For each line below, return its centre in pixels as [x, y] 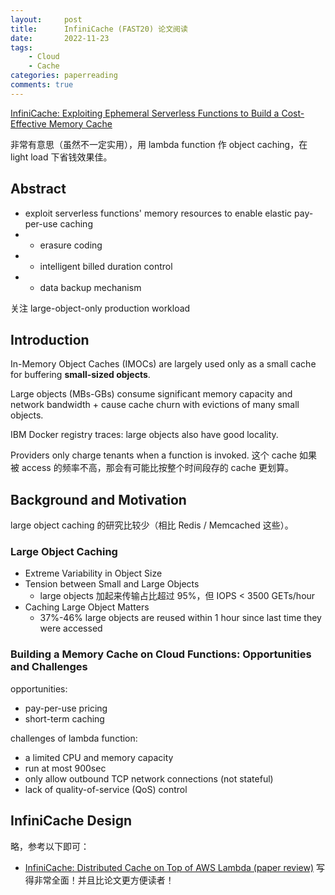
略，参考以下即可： [50, 846]
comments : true [42, 85]
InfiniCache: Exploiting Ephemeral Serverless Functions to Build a [145, 113]
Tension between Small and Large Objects [112, 584]
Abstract [38, 189]
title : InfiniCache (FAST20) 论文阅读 [99, 29]
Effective [28, 123]
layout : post [46, 19]
